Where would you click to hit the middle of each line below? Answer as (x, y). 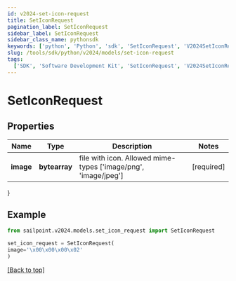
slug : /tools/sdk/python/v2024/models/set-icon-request (91, 53)
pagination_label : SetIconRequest (58, 27)
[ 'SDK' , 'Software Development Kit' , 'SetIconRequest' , (97, 66)
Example (27, 215)
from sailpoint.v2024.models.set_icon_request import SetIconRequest (111, 231)
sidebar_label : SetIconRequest (53, 33)
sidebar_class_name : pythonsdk (53, 40)
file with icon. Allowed (115, 158)
